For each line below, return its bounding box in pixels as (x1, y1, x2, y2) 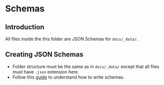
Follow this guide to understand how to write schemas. (12, 74, 125, 80)
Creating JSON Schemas (5, 50, 83, 59)
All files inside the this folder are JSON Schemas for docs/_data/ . (5, 36, 138, 42)
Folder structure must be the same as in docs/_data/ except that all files (12, 63, 160, 70)
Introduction (5, 23, 45, 31)
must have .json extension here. (12, 69, 80, 75)
